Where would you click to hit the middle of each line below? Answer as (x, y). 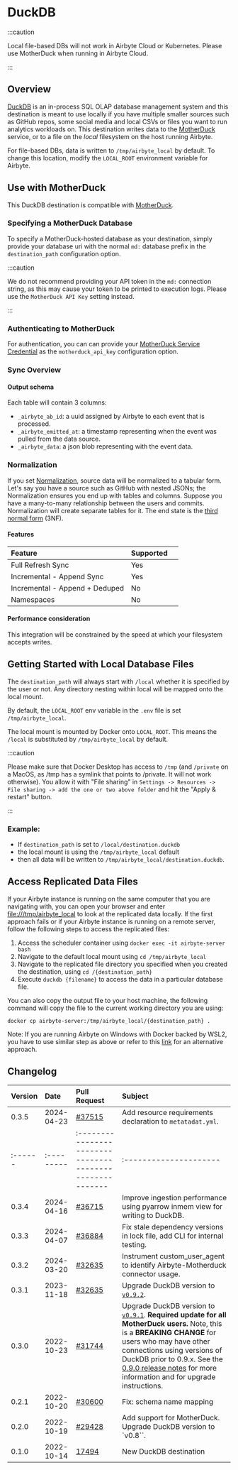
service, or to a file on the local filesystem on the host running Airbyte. (110, 136)
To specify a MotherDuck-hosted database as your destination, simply (110, 238)
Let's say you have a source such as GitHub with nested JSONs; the (107, 488)
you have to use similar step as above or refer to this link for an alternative (115, 1041)
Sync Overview (34, 370)
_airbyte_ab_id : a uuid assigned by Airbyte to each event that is (111, 417)
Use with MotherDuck (57, 188)
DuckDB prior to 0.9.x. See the (172, 1359)
